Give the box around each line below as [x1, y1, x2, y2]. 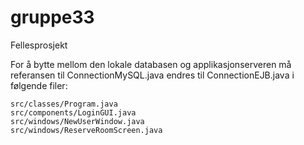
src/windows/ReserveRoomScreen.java [10, 125, 163, 135]
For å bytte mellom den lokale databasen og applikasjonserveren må [10, 58, 292, 70]
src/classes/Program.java [10, 99, 118, 109]
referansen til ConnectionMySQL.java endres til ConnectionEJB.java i [10, 69, 295, 81]
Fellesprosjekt [10, 39, 68, 51]
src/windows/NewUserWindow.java [10, 116, 145, 126]
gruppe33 [10, 6, 95, 29]
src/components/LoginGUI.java [10, 107, 137, 118]
